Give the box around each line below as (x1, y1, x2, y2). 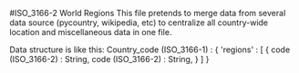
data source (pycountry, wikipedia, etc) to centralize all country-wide (9, 17, 269, 28)
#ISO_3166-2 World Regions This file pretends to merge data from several (9, 8, 286, 18)
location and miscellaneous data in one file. (9, 27, 172, 37)
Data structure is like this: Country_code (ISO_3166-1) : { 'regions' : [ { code (9, 44, 291, 55)
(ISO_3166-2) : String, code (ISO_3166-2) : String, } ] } (9, 54, 210, 64)
